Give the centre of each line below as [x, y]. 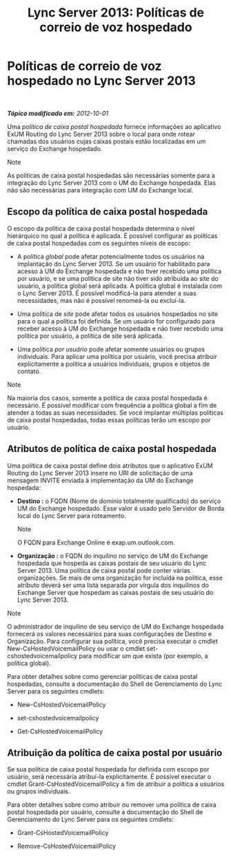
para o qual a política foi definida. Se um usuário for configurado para [116, 321]
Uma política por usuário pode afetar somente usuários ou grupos [111, 349]
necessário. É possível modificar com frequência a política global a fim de [112, 405]
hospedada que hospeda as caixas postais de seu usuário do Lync [112, 563]
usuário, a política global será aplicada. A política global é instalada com [120, 286]
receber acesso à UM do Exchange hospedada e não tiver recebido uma [120, 328]
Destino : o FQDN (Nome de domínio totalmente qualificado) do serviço [119, 501]
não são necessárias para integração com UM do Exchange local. [100, 190]
